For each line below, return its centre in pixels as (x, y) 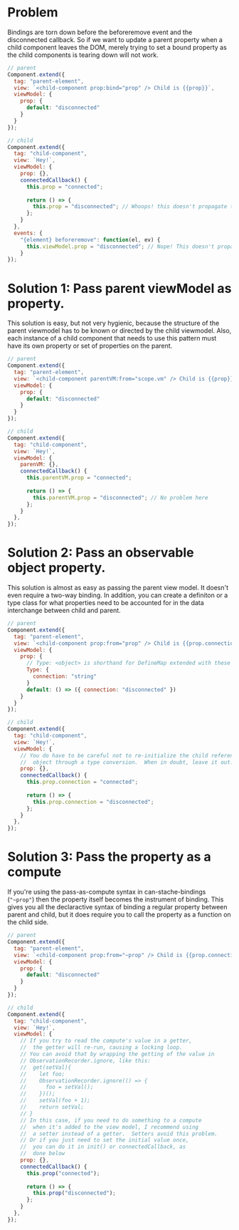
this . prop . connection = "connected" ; (82, 782)
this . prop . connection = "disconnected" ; (94, 802)
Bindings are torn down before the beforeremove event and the (100, 32)
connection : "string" (65, 677)
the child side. (28, 922)
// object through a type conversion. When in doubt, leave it (119, 762)
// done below (43, 1154)
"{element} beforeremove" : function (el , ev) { (90, 239)
